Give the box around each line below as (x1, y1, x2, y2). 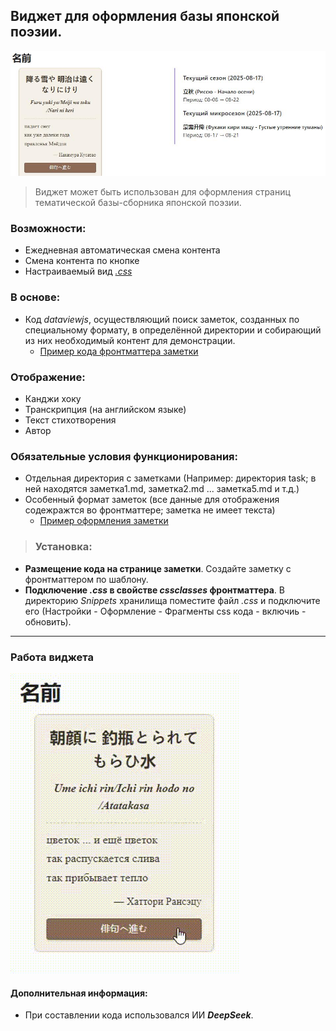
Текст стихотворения (24, 414, 117, 426)
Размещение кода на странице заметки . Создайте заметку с (24, 562, 292, 574)
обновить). (24, 615, 72, 628)
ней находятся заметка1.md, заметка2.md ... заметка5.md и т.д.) (24, 483, 300, 495)
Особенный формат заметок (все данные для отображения (24, 494, 280, 506)
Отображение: (10, 370, 86, 384)
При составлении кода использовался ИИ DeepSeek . (24, 1009, 254, 1021)
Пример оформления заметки (39, 515, 169, 527)
